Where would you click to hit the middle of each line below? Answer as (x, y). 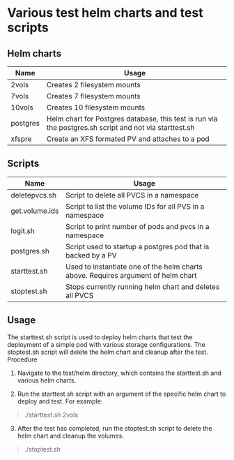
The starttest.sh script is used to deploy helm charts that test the (100, 337)
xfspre (21, 139)
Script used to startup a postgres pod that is (138, 246)
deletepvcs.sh (34, 195)
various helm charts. (47, 380)
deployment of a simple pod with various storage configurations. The (106, 344)
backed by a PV (91, 255)
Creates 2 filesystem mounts (93, 85)
